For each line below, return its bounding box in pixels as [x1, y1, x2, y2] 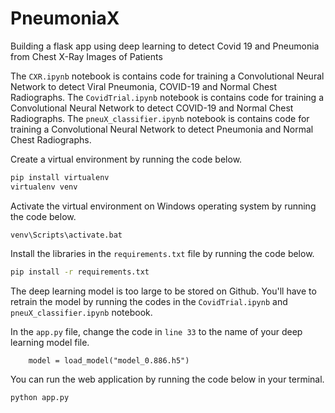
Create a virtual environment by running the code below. [10, 153, 243, 165]
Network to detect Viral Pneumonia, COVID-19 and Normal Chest [10, 80, 278, 92]
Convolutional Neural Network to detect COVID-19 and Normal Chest [10, 102, 294, 114]
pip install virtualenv [10, 172, 110, 182]
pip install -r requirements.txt [10, 267, 150, 277]
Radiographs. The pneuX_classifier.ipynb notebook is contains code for [10, 112, 310, 124]
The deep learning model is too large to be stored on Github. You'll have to [10, 285, 317, 297]
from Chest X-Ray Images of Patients [10, 50, 163, 62]
